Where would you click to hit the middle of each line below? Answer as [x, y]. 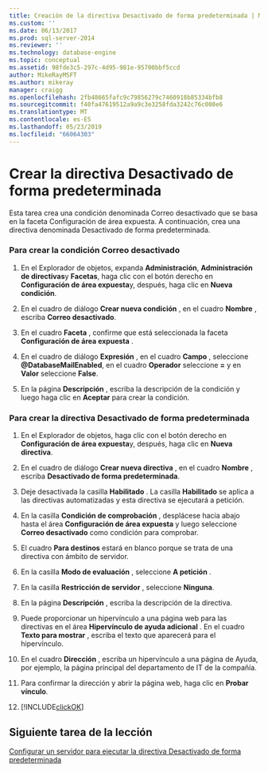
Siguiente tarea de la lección [81, 732]
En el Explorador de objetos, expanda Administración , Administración [136, 267]
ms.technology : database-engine [62, 53]
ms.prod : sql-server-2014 [52, 38]
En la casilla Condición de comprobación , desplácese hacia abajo [130, 516]
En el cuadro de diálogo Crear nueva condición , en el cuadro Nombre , [138, 309]
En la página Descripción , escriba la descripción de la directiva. [126, 603]
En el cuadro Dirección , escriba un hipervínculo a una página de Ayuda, [139, 660]
